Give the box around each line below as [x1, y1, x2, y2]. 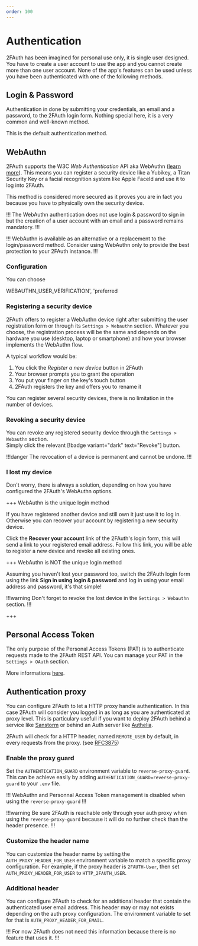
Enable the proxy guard [6, 754, 74, 762]
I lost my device [6, 468, 52, 476]
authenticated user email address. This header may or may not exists [6, 903, 174, 911]
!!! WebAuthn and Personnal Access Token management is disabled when [6, 792, 186, 799]
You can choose [6, 276, 46, 283]
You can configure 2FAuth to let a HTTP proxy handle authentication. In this [6, 703, 190, 709]
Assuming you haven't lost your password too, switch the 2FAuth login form [6, 570, 190, 577]
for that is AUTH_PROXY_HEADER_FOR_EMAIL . [6, 916, 104, 923]
